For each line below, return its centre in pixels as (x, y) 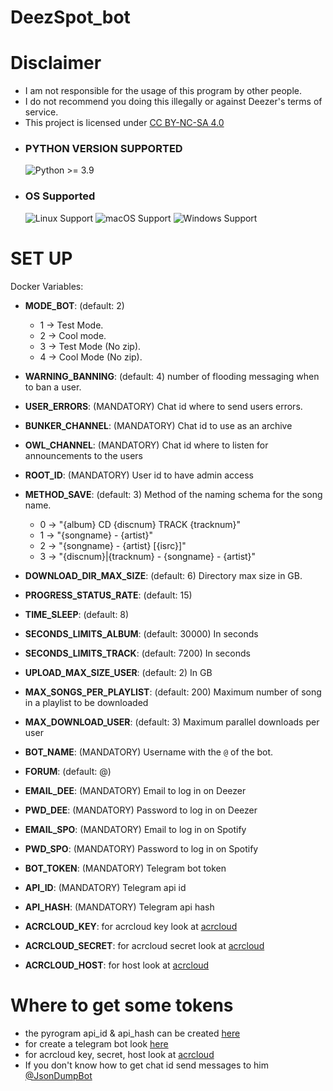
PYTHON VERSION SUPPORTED (103, 149)
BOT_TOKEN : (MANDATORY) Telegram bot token (125, 868)
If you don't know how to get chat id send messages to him (146, 1065)
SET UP (41, 258)
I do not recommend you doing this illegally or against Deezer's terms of (173, 102)
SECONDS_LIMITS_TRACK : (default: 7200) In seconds (137, 653)
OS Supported (60, 196)
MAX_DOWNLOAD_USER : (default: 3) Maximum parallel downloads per (172, 722)
